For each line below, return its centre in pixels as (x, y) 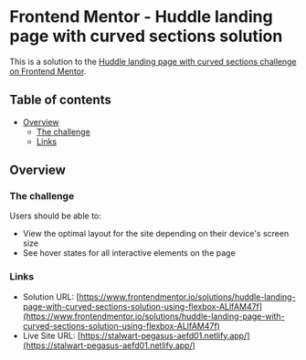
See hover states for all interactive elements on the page (129, 253)
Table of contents (60, 100)
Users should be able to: (56, 216)
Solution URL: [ (51, 296)
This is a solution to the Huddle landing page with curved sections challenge (153, 61)
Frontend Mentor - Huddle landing (141, 17)
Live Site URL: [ (52, 335)
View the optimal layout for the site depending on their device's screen (156, 234)
